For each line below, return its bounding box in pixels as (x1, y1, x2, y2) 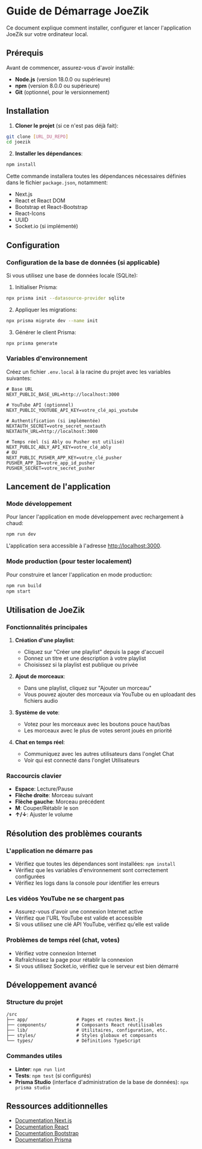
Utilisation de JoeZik (6, 605, 85, 615)
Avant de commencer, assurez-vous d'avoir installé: (6, 64, 135, 71)
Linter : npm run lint (14, 1065, 66, 1073)
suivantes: (6, 375, 32, 382)
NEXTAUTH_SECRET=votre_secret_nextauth (6, 423, 106, 429)
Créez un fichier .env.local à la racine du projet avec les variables (6, 368, 171, 375)
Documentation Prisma (14, 1136, 72, 1144)
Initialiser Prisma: (14, 283, 58, 290)
